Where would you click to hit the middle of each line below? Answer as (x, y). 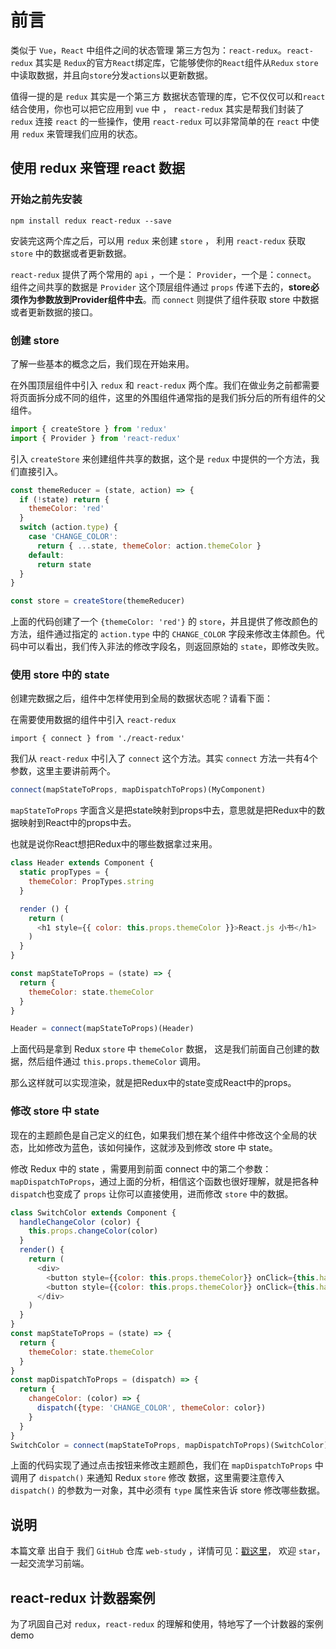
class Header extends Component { (82, 863)
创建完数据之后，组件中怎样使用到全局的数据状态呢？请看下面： (141, 698)
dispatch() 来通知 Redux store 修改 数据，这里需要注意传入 (161, 1478)
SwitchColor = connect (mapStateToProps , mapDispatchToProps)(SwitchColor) (169, 1445)
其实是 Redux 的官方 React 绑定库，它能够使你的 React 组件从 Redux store (176, 62)
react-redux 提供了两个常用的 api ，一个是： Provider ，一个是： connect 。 (163, 274)
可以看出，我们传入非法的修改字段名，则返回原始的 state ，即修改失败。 (176, 647)
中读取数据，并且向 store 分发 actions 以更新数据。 (111, 75)
